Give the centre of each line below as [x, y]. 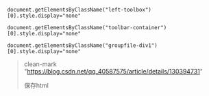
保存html [36, 85]
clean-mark [40, 64]
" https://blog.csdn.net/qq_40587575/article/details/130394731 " [113, 71]
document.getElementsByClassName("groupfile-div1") [82, 46]
